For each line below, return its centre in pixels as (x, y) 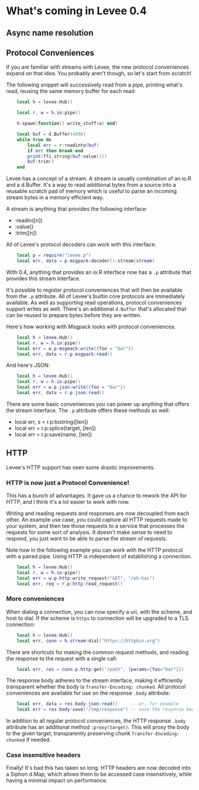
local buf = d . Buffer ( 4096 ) (51, 135)
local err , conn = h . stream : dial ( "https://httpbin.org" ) (89, 641)
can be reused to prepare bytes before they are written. (74, 315)
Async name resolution (50, 33)
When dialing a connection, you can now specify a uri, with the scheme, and (99, 612)
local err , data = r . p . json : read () (61, 393)
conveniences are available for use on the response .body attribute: (88, 693)
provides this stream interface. (44, 278)
